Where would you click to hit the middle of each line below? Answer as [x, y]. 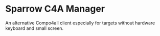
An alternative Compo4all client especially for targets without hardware [80, 23]
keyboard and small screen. [35, 28]
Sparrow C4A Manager [55, 9]
